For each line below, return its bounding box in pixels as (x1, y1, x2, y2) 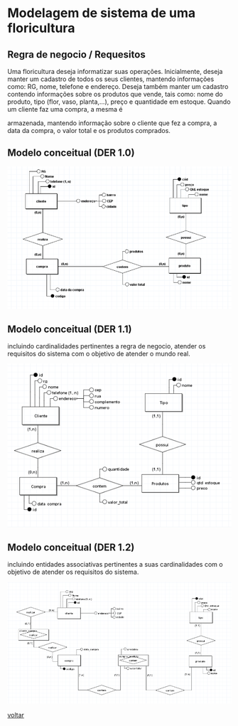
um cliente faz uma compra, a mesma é (7, 105, 123, 113)
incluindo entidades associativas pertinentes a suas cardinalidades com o (7, 560, 223, 568)
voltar (7, 711, 25, 720)
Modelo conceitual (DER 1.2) (7, 541, 135, 553)
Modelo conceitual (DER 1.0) (7, 147, 135, 159)
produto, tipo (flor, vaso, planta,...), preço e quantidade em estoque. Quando (7, 97, 231, 106)
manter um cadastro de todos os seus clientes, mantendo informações (7, 75, 215, 83)
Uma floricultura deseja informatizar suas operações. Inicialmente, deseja (7, 68, 223, 75)
